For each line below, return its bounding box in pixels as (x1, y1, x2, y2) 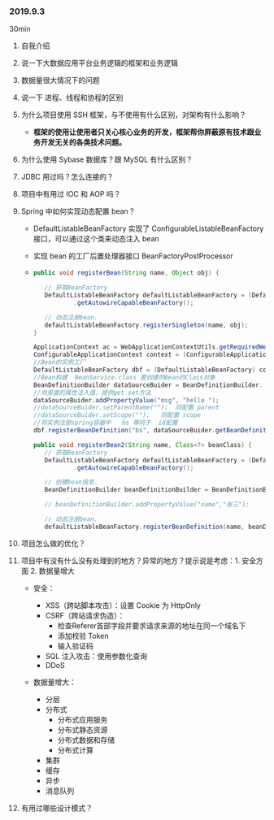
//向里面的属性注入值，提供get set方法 (33, 388, 151, 397)
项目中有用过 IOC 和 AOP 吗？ (20, 189, 121, 199)
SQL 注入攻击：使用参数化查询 (45, 651, 147, 661)
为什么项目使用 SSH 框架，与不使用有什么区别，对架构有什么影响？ (20, 110, 247, 119)
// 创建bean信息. (44, 478, 98, 487)
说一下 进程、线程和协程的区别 (20, 93, 124, 102)
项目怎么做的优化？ (20, 538, 86, 548)
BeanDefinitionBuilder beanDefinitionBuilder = (44, 486, 209, 494)
